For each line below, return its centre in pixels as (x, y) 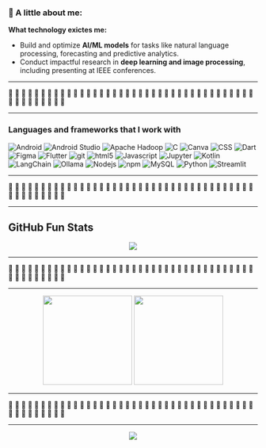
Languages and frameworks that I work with (95, 130)
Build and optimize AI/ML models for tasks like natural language (124, 45)
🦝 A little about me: (46, 13)
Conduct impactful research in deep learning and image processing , (132, 62)
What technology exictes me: (57, 30)
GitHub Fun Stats (51, 227)
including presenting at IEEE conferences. (88, 71)
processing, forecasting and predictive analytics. (99, 54)
